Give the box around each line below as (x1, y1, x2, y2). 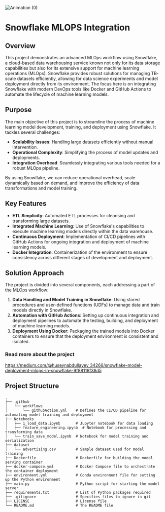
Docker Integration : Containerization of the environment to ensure (12, 249, 148, 255)
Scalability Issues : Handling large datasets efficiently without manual (12, 139, 154, 145)
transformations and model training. (5, 185, 78, 191)
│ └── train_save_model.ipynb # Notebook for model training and (5, 433, 149, 439)
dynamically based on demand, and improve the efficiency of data (5, 180, 139, 186)
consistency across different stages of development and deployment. (12, 254, 154, 260)
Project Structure (5, 382, 59, 390)
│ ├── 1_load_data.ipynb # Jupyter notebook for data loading (5, 421, 153, 426)
